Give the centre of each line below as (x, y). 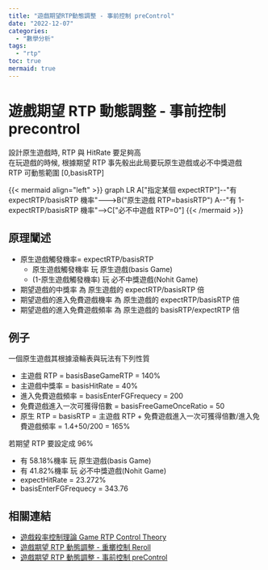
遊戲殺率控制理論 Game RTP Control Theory (93, 537)
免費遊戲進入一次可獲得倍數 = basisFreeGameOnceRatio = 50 (122, 406)
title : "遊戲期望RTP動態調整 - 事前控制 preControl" (92, 16)
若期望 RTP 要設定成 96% (51, 444)
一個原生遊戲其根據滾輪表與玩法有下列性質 (79, 359)
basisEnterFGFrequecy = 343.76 (74, 489)
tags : (17, 46)
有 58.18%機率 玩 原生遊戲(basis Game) (86, 461)
